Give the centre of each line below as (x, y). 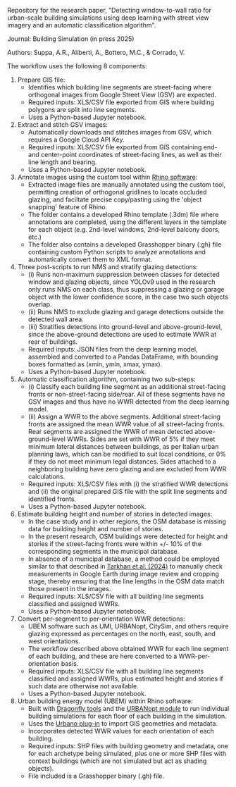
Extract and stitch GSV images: (62, 125)
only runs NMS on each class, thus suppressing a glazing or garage (126, 289)
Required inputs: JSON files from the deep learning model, (113, 349)
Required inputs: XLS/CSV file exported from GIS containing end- (123, 147)
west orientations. (54, 641)
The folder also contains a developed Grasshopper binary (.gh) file (125, 244)
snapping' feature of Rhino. (68, 207)
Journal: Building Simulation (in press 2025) (71, 39)
